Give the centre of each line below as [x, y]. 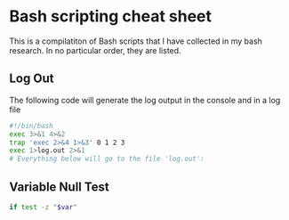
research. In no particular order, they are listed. [95, 50]
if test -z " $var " [43, 207]
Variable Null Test [59, 187]
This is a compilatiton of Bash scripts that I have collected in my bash [136, 41]
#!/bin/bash [31, 126]
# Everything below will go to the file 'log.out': [107, 159]
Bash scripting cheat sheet [110, 16]
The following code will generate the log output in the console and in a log [145, 100]
